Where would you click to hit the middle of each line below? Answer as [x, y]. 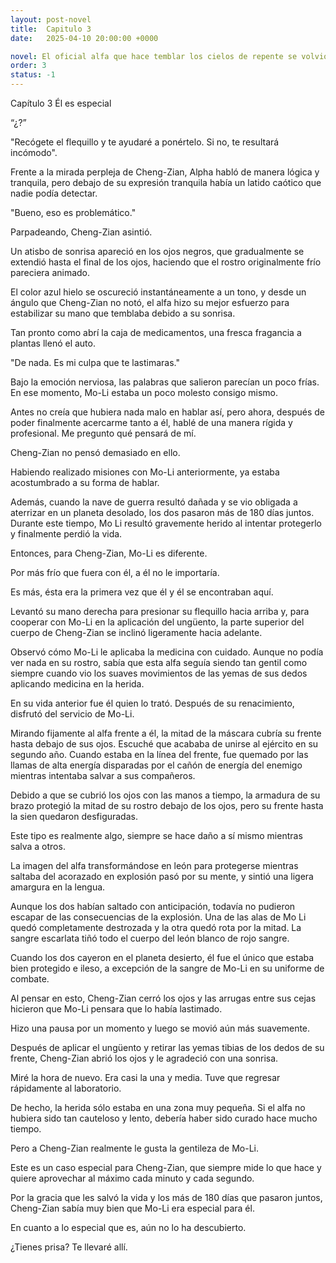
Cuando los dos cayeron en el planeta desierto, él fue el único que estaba [162, 957]
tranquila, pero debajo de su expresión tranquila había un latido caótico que [166, 182]
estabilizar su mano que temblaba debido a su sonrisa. [123, 313]
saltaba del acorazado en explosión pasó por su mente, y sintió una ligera [162, 876]
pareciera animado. [50, 272]
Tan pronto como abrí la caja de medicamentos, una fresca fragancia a [156, 332]
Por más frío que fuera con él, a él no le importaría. [115, 572]
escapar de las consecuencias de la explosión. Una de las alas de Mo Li [158, 917]
